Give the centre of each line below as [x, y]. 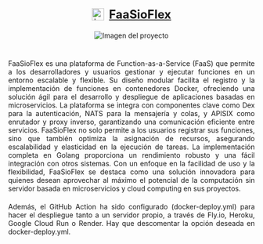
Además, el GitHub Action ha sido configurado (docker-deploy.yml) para [131, 207]
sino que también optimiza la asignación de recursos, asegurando [131, 138]
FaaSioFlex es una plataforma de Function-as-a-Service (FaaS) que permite [131, 64]
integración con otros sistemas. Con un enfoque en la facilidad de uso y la [131, 164]
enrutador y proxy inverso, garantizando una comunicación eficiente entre [131, 122]
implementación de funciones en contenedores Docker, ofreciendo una [131, 88]
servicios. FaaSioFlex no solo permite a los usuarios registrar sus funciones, [131, 130]
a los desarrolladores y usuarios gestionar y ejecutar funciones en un [131, 72]
